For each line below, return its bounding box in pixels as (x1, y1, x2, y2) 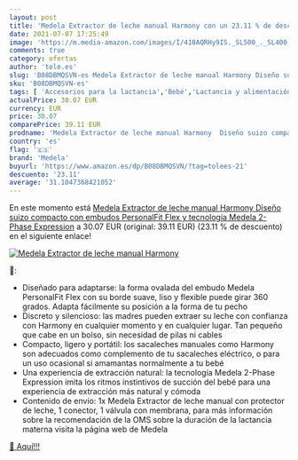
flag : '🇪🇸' (9, 145, 53, 154)
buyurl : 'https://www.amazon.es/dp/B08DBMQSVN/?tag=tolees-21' (9, 162, 248, 171)
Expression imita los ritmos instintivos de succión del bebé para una (21, 377, 271, 387)
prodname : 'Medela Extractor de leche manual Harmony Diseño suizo (9, 129, 268, 138)
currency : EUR (9, 104, 62, 113)
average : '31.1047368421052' (9, 178, 117, 187)
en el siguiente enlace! (9, 231, 91, 242)
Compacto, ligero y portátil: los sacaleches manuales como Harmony (21, 339, 275, 350)
